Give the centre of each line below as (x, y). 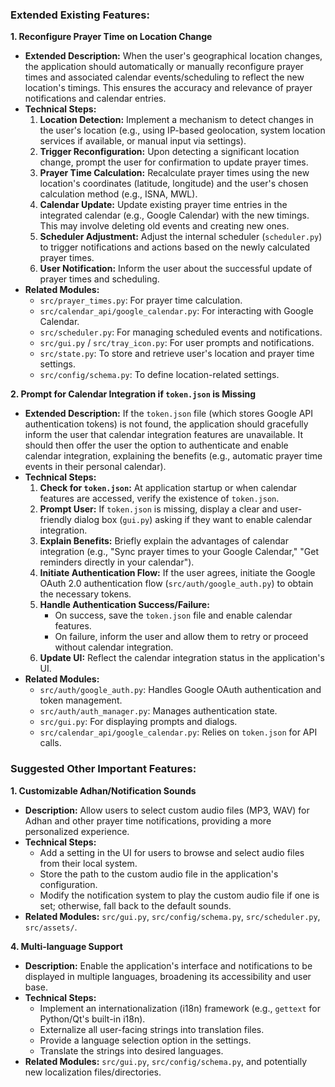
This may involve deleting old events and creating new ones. (164, 226)
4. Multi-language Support (66, 946)
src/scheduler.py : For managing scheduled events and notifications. (181, 332)
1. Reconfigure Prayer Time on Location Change (111, 37)
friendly (55, 520)
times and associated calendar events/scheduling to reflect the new (164, 77)
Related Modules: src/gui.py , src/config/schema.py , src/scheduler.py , (172, 916)
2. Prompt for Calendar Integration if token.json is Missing (133, 394)
